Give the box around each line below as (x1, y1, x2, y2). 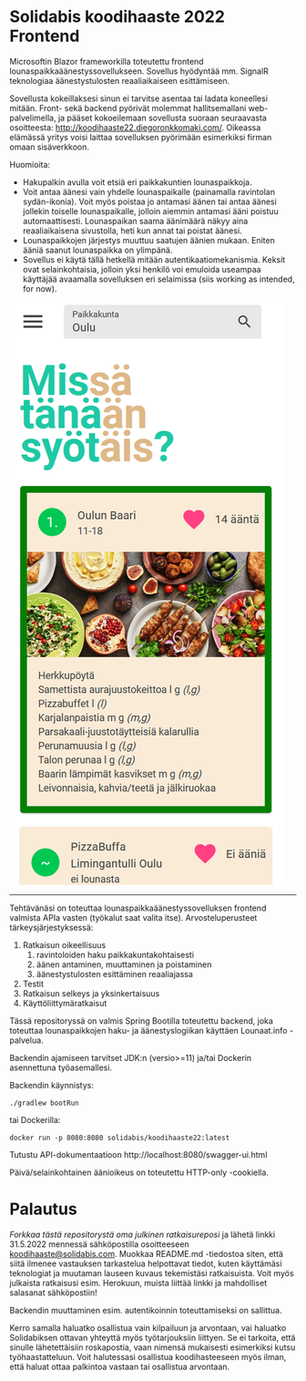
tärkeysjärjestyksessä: (9, 922, 94, 933)
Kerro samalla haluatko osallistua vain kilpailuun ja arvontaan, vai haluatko (9, 1322, 287, 1333)
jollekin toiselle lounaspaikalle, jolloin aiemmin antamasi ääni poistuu (22, 205, 280, 216)
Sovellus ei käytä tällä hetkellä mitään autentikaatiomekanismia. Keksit (22, 253, 286, 265)
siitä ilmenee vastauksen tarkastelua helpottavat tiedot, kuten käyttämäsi (9, 1258, 282, 1269)
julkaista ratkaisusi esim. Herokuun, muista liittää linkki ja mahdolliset (9, 1277, 267, 1288)
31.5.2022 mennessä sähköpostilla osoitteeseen (9, 1238, 189, 1250)
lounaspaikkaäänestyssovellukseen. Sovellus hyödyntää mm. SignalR (9, 66, 269, 77)
